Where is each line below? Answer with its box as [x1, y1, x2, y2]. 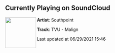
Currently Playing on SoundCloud [5, 4, 111, 12]
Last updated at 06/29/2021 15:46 [37, 36, 106, 42]
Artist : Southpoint [37, 17, 74, 23]
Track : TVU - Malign [37, 26, 79, 32]
